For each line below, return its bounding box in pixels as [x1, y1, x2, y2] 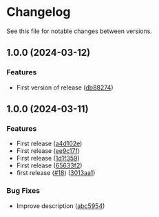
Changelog [6, 4, 71, 20]
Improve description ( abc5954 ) [16, 201, 105, 210]
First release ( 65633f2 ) [16, 161, 83, 169]
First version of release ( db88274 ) [16, 83, 114, 92]
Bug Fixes [6, 186, 41, 196]
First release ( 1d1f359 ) [16, 154, 80, 163]
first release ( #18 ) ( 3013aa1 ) [16, 169, 96, 177]
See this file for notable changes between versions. [6, 27, 153, 35]
